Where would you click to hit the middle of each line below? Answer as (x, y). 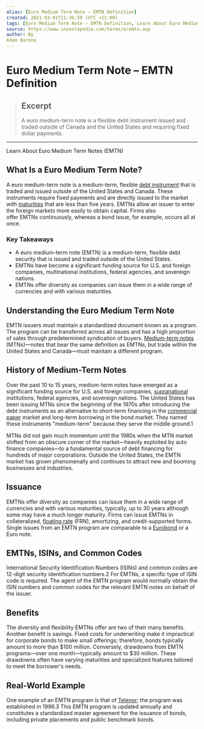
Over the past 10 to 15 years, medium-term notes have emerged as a (92, 385)
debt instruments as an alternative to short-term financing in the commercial (102, 410)
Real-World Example (46, 685)
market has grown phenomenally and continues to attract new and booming (101, 461)
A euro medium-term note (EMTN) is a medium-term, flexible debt (98, 253)
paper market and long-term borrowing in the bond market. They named (97, 417)
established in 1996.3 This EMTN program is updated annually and (89, 706)
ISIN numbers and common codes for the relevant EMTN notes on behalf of (101, 587)
